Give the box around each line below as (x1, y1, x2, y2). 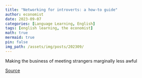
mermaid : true (5, 35, 35, 40)
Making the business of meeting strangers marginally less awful (5, 58, 137, 64)
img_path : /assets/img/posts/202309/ (5, 44, 84, 49)
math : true (5, 30, 28, 35)
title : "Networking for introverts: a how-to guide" (5, 7, 118, 12)
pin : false (5, 40, 28, 45)
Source (5, 68, 20, 74)
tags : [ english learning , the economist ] (5, 26, 93, 31)
